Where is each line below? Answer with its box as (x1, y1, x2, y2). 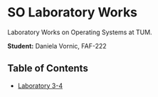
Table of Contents (7, 62, 89, 75)
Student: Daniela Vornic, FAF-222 (7, 41, 107, 50)
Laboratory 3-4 (17, 81, 63, 90)
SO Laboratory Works (7, 4, 137, 21)
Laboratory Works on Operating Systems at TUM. (7, 28, 152, 36)
